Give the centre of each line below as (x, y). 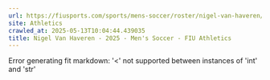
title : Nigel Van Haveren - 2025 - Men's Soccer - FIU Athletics (120, 38)
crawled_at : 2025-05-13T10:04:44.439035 (77, 30)
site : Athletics (35, 23)
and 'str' (22, 70)
